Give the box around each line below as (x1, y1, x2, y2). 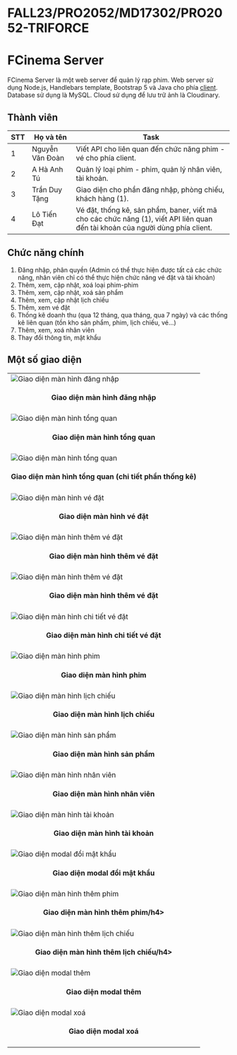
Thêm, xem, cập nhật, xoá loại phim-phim (17, 281, 139, 289)
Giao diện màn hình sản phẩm (52, 749, 155, 759)
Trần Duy (31, 185, 62, 194)
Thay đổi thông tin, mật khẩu (17, 333, 101, 342)
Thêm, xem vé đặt (17, 303, 71, 312)
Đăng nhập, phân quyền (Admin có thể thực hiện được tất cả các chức (17, 265, 222, 274)
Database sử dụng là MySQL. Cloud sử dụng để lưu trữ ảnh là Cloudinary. (7, 91, 221, 100)
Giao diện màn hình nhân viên (52, 788, 155, 798)
